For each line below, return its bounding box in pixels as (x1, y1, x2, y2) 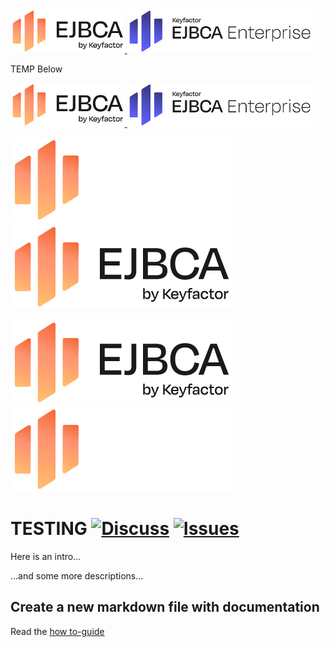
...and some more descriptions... (10, 569, 144, 582)
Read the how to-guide (10, 625, 105, 637)
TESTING (10, 518, 88, 540)
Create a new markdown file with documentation (10, 599, 320, 616)
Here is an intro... (10, 550, 82, 562)
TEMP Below (10, 63, 63, 75)
